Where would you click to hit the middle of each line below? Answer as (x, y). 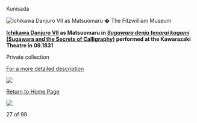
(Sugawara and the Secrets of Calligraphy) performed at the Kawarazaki (98, 39)
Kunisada (18, 9)
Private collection (28, 57)
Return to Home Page (33, 91)
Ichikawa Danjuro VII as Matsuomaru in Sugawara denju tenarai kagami (98, 33)
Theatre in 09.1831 (30, 45)
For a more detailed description (45, 69)
